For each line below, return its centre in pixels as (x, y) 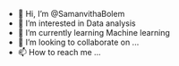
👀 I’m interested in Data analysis (77, 23)
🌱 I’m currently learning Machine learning (94, 33)
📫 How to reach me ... (59, 52)
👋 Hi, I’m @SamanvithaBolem (71, 14)
